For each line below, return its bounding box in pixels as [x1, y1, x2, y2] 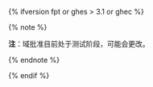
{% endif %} [8, 71, 50, 80]
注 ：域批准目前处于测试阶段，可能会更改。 [8, 39, 150, 48]
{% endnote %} [8, 56, 60, 64]
